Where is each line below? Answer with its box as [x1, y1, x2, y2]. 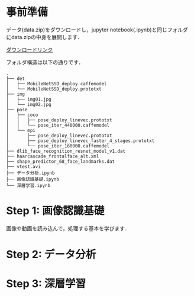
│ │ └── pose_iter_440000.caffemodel [6, 122, 110, 128]
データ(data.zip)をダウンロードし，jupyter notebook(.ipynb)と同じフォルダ [6, 26, 188, 33]
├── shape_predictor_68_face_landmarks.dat [6, 158, 115, 165]
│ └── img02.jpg [6, 101, 51, 107]
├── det [6, 75, 25, 82]
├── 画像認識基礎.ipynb [6, 176, 59, 182]
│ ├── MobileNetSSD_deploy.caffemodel [6, 81, 108, 86]
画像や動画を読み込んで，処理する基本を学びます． [6, 224, 130, 231]
